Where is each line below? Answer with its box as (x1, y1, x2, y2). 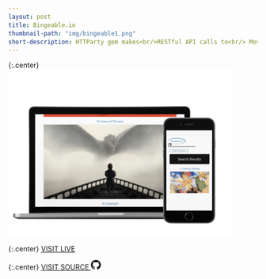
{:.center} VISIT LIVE (8, 243, 76, 253)
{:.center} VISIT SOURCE (8, 262, 89, 272)
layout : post (8, 13, 51, 21)
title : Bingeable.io (8, 21, 77, 29)
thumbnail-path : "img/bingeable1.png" (8, 29, 136, 37)
